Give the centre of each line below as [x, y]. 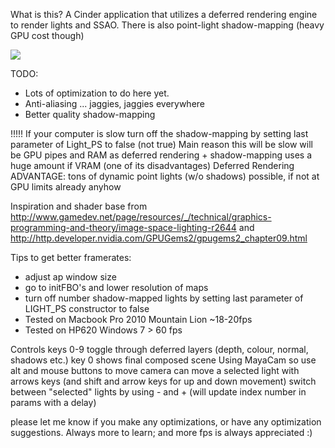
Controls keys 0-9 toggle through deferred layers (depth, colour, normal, [159, 349]
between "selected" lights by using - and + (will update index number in [158, 392]
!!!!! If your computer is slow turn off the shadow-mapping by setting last [159, 133]
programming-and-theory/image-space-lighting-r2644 [123, 227]
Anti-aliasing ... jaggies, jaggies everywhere [114, 103]
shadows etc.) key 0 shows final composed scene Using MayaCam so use [163, 360]
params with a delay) [53, 402]
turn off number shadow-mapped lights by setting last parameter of [164, 298]
